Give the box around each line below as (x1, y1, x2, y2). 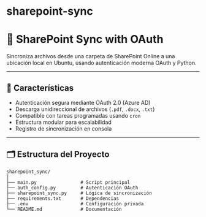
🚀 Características (6, 83, 74, 93)
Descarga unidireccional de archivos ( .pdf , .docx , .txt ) (15, 105, 155, 113)
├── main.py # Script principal (6, 179, 131, 185)
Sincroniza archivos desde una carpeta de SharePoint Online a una (6, 53, 175, 60)
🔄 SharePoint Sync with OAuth (6, 32, 164, 47)
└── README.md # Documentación (6, 206, 122, 212)
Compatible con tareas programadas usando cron (15, 112, 141, 119)
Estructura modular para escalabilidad (15, 118, 112, 126)
